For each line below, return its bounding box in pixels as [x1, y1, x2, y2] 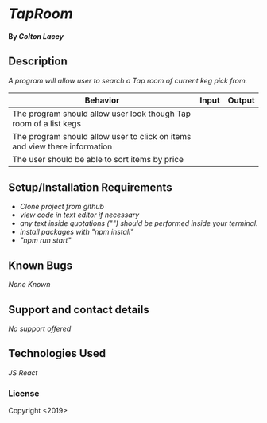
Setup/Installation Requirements [8, 180, 172, 194]
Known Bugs [8, 258, 73, 272]
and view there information [12, 141, 113, 152]
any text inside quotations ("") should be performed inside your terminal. [19, 219, 258, 228]
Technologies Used [8, 347, 106, 360]
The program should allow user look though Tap [12, 108, 192, 119]
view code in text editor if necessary [19, 210, 140, 219]
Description [8, 55, 68, 68]
